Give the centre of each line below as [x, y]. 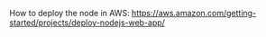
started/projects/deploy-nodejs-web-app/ [87, 23]
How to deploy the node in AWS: [69, 13]
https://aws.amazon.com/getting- [194, 13]
